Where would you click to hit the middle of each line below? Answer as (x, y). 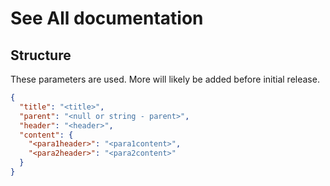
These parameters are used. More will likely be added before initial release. (165, 79)
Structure (41, 55)
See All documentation (107, 18)
